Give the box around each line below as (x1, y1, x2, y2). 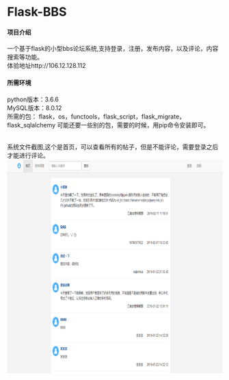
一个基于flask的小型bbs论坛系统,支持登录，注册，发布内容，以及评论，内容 (7, 45, 219, 53)
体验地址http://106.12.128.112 (7, 62, 87, 70)
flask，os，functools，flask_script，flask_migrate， (38, 112, 186, 121)
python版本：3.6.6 (7, 95, 59, 103)
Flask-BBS (7, 4, 67, 20)
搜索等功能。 (7, 53, 43, 62)
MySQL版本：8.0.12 (7, 103, 62, 112)
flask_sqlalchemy (7, 121, 56, 129)
